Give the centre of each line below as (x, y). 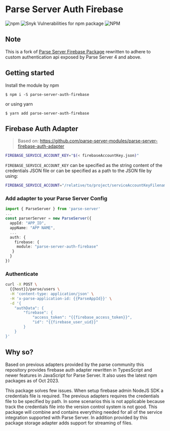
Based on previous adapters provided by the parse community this (75, 364)
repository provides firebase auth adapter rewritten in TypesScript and (79, 370)
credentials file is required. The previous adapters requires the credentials (82, 396)
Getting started (30, 73)
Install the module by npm (32, 85)
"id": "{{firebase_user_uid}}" (65, 322)
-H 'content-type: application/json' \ (52, 294)
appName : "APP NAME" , (33, 228)
